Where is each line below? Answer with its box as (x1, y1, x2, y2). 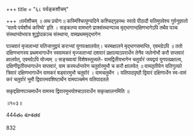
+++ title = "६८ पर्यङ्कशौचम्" (6, 6, 69, 12)
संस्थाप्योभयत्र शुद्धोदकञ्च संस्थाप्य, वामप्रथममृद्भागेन (6, 31, 101, 38)
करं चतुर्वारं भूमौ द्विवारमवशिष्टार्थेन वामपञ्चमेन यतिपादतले (6, 76, 109, 83)
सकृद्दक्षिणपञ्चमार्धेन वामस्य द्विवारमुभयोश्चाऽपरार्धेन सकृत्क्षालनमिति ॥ (6, 88, 130, 95)
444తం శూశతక (6, 111, 40, 118)
